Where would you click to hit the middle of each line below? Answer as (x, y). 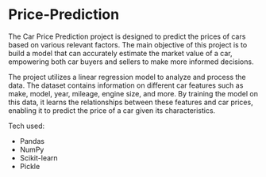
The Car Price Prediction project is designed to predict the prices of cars (127, 36)
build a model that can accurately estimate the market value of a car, (120, 53)
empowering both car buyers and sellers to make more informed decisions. (131, 62)
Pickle (30, 166)
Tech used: (27, 126)
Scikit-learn (39, 158)
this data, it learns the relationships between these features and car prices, (131, 102)
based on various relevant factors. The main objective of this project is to (128, 44)
